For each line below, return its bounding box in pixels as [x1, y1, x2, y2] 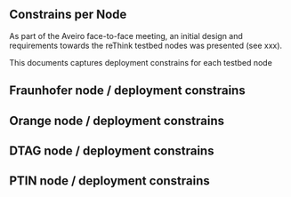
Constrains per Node [9, 7, 127, 22]
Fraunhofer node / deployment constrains [9, 83, 247, 98]
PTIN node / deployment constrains [9, 173, 211, 189]
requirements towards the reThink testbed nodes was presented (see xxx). [9, 40, 283, 51]
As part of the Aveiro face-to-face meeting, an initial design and [9, 30, 243, 41]
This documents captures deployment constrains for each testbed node [9, 57, 273, 67]
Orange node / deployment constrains [9, 113, 225, 128]
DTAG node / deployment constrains [9, 143, 214, 158]
